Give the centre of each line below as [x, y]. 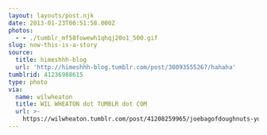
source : [21, 52]
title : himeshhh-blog [51, 60]
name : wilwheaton [44, 97]
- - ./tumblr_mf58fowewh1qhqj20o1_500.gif [87, 38]
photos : [21, 30]
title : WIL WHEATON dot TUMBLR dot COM [81, 104]
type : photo [28, 82]
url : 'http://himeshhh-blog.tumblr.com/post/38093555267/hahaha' [126, 67]
